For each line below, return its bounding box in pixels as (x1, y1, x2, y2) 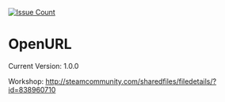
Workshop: (8, 76, 44, 86)
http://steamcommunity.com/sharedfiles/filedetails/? (45, 76, 216, 86)
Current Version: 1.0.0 (8, 61, 79, 70)
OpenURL (8, 36, 73, 53)
